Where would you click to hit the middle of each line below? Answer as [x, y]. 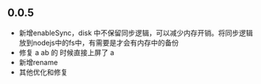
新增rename [38, 62]
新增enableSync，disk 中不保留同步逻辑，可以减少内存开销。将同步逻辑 [136, 33]
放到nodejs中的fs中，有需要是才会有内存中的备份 [99, 42]
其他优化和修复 [43, 72]
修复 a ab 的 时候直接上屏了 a [66, 52]
